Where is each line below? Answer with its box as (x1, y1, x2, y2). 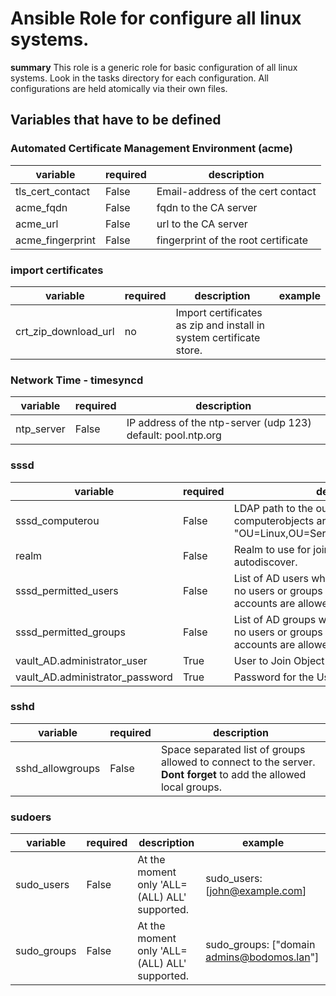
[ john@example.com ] (205, 884, 307, 898)
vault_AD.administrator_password (15, 670, 173, 684)
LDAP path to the (233, 501, 314, 515)
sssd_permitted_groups (15, 625, 126, 639)
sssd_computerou (15, 513, 100, 527)
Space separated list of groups (160, 742, 306, 756)
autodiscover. (233, 555, 298, 569)
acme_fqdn (15, 200, 68, 214)
